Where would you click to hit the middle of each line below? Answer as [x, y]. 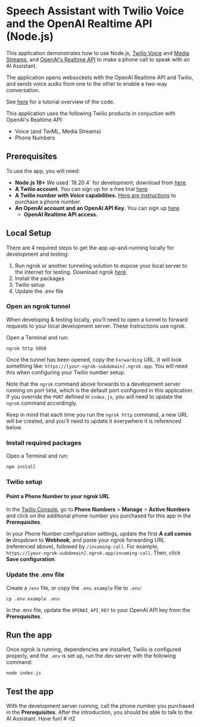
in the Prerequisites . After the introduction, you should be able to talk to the [99, 712]
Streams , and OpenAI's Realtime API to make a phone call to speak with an [98, 59]
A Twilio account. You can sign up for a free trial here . [82, 189]
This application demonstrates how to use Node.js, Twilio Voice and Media [98, 53]
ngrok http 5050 [26, 349]
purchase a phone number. [48, 201]
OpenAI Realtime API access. [61, 214]
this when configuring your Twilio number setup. [66, 372]
